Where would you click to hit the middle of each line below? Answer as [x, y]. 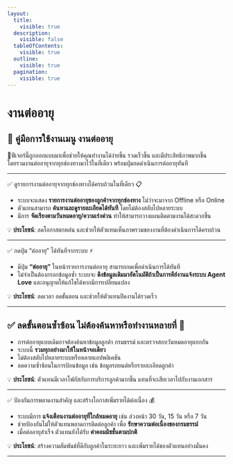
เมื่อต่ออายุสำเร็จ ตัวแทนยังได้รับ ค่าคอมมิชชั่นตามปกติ [77, 432]
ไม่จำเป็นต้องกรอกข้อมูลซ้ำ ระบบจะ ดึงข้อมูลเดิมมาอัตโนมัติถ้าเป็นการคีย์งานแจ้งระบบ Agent [121, 275]
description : [32, 33]
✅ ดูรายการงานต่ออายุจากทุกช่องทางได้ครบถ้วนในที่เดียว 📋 [75, 184]
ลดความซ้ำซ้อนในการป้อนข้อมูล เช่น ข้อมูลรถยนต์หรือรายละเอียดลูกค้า [95, 365]
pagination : [31, 72]
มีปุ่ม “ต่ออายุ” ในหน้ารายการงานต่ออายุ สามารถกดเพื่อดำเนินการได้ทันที [98, 267]
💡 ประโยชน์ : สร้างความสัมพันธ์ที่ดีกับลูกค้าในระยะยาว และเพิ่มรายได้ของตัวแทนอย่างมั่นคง [108, 446]
